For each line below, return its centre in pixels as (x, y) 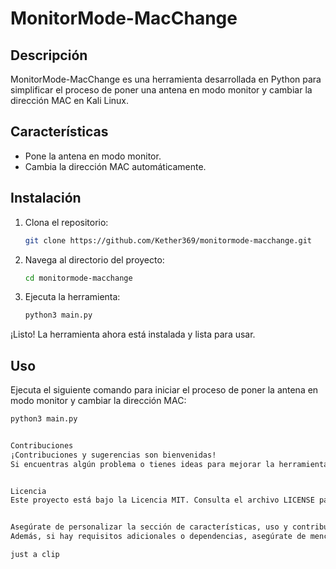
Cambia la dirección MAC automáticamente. (115, 166)
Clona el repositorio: (66, 222)
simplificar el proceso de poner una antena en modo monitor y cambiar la (161, 90)
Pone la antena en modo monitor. (93, 156)
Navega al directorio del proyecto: (94, 259)
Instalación (46, 198)
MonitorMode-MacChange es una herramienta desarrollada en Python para (166, 79)
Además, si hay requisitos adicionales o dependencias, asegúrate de (158, 537)
